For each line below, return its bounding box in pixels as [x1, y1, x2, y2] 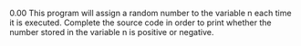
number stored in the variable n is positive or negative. [9, 27, 214, 37]
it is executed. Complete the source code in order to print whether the [9, 17, 272, 28]
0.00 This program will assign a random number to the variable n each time [9, 8, 292, 18]
